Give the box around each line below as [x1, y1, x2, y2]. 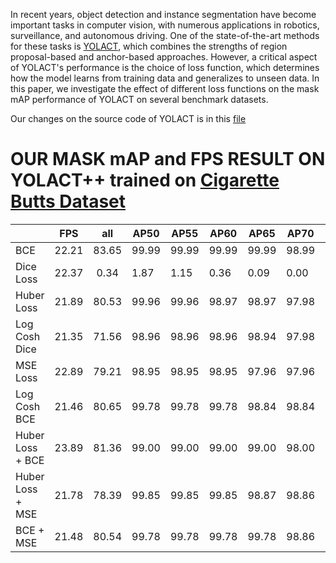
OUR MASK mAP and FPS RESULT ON [10, 148, 326, 171]
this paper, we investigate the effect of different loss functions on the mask [10, 83, 320, 94]
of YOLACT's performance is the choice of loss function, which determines [10, 62, 320, 73]
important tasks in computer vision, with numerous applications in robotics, [10, 19, 320, 31]
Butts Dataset [10, 190, 127, 213]
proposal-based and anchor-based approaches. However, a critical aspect [10, 51, 318, 63]
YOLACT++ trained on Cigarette [10, 169, 280, 192]
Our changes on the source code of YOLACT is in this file [10, 113, 247, 124]
